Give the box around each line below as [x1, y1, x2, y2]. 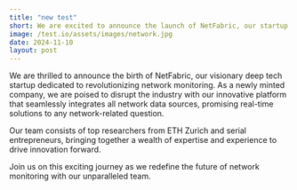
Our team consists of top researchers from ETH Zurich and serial [9, 125, 247, 136]
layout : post [9, 46, 58, 55]
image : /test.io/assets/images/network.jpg [9, 29, 173, 38]
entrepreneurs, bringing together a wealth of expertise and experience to [9, 135, 277, 146]
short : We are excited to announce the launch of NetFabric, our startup [9, 21, 289, 30]
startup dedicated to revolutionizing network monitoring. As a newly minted [9, 80, 285, 91]
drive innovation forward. [9, 144, 101, 155]
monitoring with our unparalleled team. [9, 170, 151, 182]
